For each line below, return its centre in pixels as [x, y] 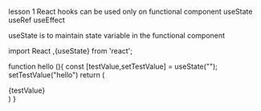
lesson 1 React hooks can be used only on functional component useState [130, 12]
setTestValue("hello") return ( [57, 75]
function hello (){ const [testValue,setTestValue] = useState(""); [113, 66]
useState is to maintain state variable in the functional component [117, 36]
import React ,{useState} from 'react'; [70, 51]
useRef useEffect [37, 20]
